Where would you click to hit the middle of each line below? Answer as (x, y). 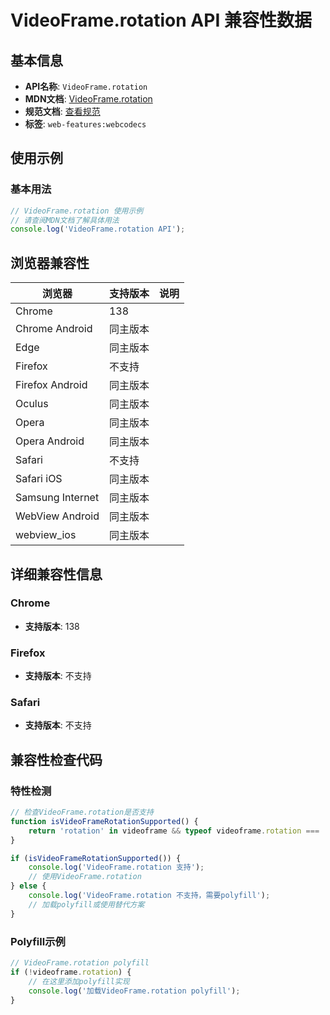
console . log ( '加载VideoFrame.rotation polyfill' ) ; (134, 991)
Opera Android (50, 441)
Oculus (32, 404)
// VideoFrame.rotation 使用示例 (77, 211)
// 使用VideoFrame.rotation (85, 877)
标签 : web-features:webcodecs (85, 124)
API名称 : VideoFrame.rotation (86, 86)
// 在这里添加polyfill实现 (79, 981)
